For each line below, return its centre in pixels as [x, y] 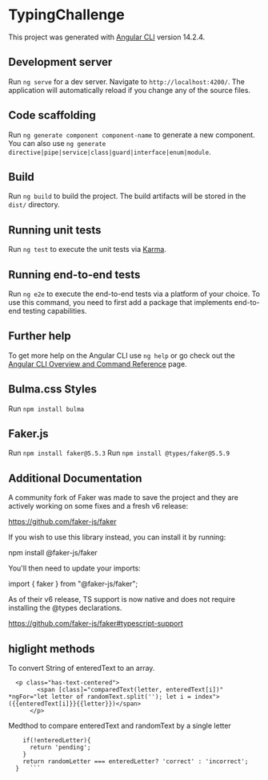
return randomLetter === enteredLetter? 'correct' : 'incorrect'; [136, 762]
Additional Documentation [75, 478]
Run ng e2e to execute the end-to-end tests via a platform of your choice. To [134, 294]
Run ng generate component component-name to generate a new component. [132, 135]
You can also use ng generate [57, 143]
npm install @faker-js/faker [53, 553]
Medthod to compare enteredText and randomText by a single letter [120, 726]
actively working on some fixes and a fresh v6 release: [98, 506]
